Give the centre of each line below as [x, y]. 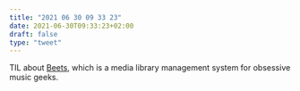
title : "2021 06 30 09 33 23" [66, 17]
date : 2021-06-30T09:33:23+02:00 [72, 26]
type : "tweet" [36, 42]
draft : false [34, 34]
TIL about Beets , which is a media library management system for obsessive [150, 68]
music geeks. [34, 78]
